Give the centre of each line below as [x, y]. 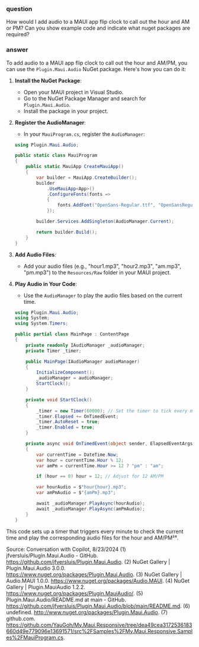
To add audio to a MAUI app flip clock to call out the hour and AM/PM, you [97, 63]
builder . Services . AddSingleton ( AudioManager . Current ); [105, 221]
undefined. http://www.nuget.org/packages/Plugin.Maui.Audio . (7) [87, 612]
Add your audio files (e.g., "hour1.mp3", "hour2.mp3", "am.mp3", [102, 266]
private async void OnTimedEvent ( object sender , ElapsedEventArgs [109, 444]
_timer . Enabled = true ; [65, 427]
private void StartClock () [59, 399]
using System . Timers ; [41, 323]
